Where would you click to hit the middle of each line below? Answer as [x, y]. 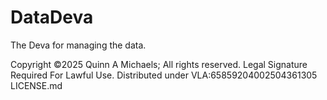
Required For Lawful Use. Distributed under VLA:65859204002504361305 [164, 75]
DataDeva [52, 17]
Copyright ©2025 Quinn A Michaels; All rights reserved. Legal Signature [159, 64]
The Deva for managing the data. [78, 45]
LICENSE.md [36, 85]
